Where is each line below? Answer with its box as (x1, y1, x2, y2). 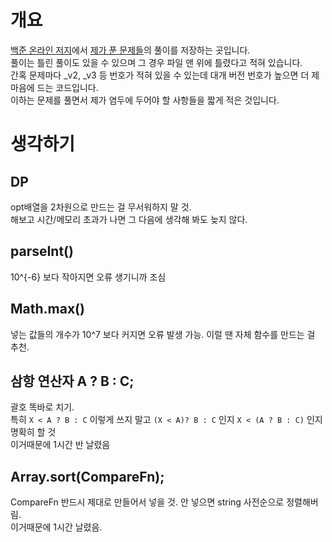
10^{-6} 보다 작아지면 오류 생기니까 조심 (10, 271, 167, 283)
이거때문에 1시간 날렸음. (10, 521, 103, 533)
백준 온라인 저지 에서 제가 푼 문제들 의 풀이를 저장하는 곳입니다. (10, 44, 251, 56)
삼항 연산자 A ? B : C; (10, 372, 135, 390)
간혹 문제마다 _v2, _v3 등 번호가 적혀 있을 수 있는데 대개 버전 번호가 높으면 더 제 (10, 69, 320, 81)
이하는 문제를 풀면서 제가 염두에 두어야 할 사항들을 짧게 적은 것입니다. (10, 94, 280, 106)
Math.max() (10, 301, 85, 318)
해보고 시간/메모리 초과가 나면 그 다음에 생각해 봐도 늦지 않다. (10, 213, 248, 225)
